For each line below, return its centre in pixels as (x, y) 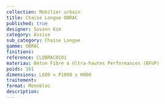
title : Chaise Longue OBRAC (42, 18)
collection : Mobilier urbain (43, 12)
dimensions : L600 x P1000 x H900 (49, 75)
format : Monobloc (28, 86)
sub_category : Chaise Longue (43, 40)
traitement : (21, 80)
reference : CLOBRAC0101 (37, 58)
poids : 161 (20, 69)
